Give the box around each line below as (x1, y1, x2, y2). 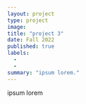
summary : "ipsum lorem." (7, 69, 80, 76)
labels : (7, 50, 30, 57)
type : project (7, 17, 49, 24)
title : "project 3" (7, 30, 64, 37)
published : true (7, 43, 55, 50)
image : (7, 23, 27, 30)
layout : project (7, 10, 55, 18)
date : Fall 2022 (7, 37, 55, 44)
